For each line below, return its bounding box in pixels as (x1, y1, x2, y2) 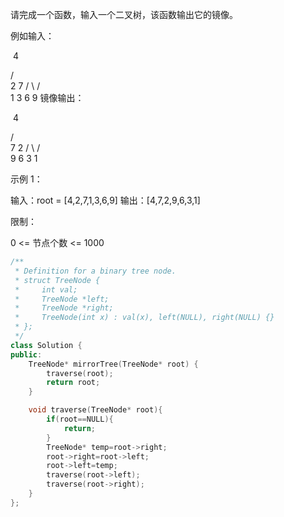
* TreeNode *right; (14, 303, 114, 313)
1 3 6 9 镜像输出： (10, 92, 85, 103)
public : (10, 349, 43, 360)
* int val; (14, 284, 78, 295)
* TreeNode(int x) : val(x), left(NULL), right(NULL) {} (14, 313, 275, 323)
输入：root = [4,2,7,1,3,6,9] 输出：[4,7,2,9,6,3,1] (10, 194, 201, 206)
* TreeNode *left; (14, 294, 110, 304)
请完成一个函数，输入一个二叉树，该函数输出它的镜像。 (10, 9, 238, 20)
